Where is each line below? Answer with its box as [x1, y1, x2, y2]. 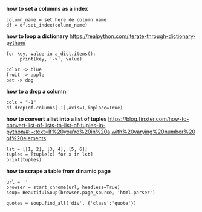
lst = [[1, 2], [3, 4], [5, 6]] [6, 146, 88, 152]
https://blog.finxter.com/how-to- [108, 115, 189, 123]
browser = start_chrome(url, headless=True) [6, 184, 120, 190]
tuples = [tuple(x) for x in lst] [6, 152, 94, 158]
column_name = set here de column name [6, 17, 107, 23]
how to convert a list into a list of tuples [6, 115, 107, 123]
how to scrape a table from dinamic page [6, 167, 111, 175]
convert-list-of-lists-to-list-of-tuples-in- [6, 122, 106, 129]
